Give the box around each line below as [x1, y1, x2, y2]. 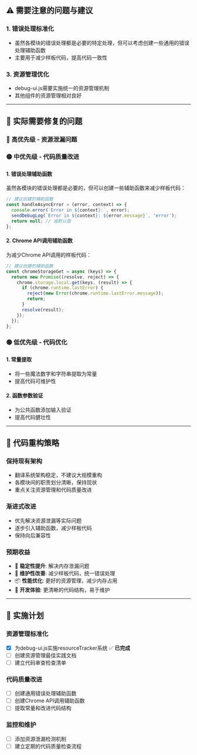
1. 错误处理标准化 [6, 25, 55, 33]
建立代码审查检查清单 [14, 659, 66, 666]
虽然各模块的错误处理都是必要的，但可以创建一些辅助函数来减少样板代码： [6, 184, 186, 191]
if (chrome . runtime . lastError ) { [21, 285, 104, 291]
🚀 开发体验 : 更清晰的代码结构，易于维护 [14, 586, 110, 593]
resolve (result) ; [21, 307, 64, 313]
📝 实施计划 [6, 611, 44, 621]
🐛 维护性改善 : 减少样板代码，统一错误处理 [14, 569, 116, 577]
